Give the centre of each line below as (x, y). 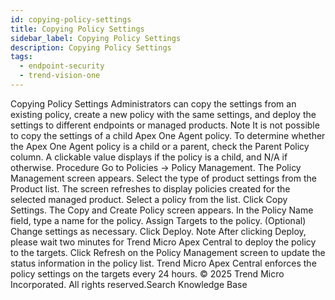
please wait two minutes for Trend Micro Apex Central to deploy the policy (163, 242)
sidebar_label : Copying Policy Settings (96, 38)
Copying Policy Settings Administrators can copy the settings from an (153, 103)
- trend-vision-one (60, 76)
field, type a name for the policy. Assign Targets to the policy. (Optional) (158, 220)
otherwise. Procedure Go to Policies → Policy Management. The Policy (156, 167)
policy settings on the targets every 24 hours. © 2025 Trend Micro (147, 273)
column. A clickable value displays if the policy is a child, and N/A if (149, 157)
